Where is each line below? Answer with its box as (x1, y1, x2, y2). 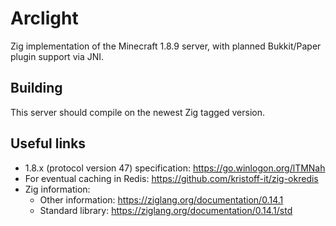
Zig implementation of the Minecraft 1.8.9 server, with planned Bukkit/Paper (10, 40, 322, 52)
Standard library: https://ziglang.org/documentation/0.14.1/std (39, 204, 293, 216)
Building (10, 80, 63, 97)
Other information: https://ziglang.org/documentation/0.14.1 (39, 193, 284, 206)
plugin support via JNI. (10, 50, 105, 62)
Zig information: (24, 183, 91, 195)
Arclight (10, 7, 79, 30)
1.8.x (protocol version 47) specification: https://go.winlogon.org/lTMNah (24, 162, 326, 174)
